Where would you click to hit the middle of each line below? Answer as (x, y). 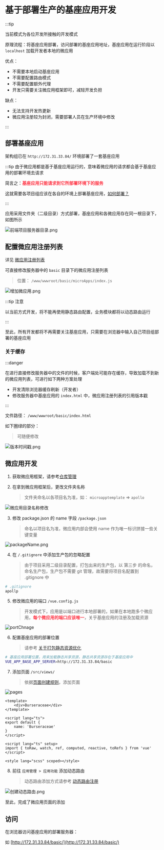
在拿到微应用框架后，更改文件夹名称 (49, 487)
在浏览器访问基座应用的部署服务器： (41, 831)
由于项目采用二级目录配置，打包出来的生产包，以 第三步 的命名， (90, 565)
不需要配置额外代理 (31, 83)
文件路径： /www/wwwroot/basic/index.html (48, 415)
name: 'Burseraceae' (35, 727)
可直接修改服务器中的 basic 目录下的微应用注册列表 (57, 270)
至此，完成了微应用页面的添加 (35, 802)
